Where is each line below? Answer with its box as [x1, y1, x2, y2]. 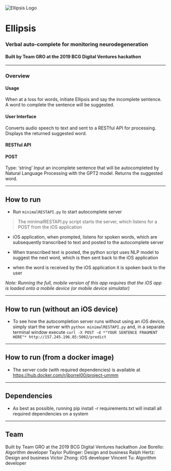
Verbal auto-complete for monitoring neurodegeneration [5, 41, 149, 48]
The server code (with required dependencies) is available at [12, 367, 141, 373]
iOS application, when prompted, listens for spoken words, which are [12, 234, 158, 240]
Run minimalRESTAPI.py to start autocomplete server [12, 209, 122, 215]
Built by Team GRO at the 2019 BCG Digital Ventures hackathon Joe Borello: [5, 443, 164, 450]
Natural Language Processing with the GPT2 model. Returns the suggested [5, 170, 163, 176]
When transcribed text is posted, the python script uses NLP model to [12, 249, 159, 255]
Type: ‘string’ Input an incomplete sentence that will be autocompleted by [5, 165, 159, 171]
